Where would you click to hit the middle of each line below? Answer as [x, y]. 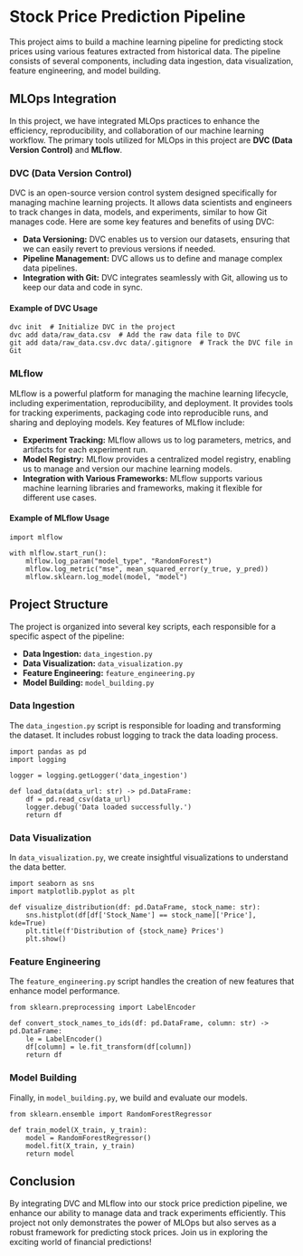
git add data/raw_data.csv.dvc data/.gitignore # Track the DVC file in [151, 343]
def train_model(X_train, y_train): [78, 1130]
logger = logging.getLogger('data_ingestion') [99, 775]
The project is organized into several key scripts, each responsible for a [142, 626]
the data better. [38, 867]
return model [50, 1154]
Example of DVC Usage [53, 308]
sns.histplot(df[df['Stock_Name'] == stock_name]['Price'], [141, 916]
